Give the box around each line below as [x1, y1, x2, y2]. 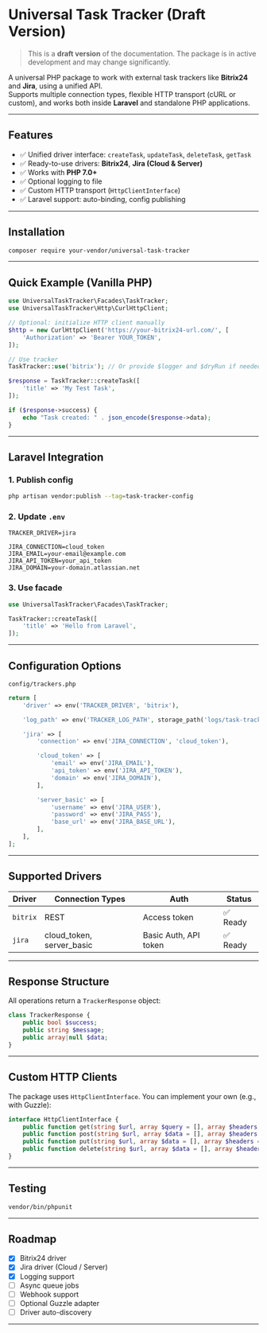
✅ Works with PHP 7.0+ [19, 167, 98, 177]
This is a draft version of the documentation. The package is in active [27, 49, 257, 58]
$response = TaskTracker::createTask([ [8, 377, 141, 385]
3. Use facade [8, 582, 63, 593]
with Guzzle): [8, 1100, 52, 1110]
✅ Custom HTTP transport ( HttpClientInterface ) [19, 185, 181, 195]
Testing [8, 1182, 47, 1195]
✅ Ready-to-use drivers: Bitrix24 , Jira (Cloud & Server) [19, 158, 203, 168]
